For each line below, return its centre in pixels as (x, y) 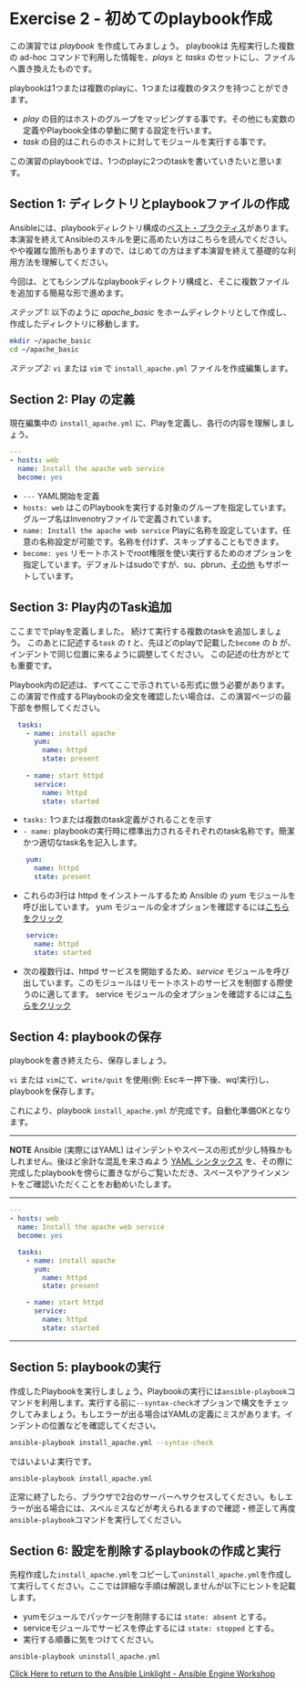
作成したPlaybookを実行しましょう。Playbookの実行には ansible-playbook (148, 1391)
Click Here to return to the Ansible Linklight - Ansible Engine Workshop (143, 1674)
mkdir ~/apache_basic (51, 341)
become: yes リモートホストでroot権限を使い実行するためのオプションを (158, 552)
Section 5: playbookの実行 (85, 1367)
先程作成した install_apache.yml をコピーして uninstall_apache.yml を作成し (151, 1575)
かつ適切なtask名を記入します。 (82, 843)
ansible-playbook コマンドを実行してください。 (98, 1519)
